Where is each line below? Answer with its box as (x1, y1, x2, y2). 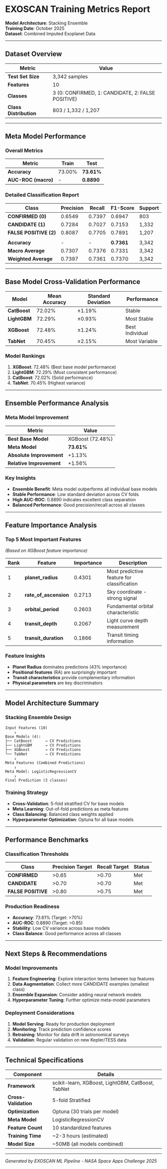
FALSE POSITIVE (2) (7, 229, 56, 236)
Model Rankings (5, 353, 45, 360)
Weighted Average (7, 255, 53, 262)
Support (139, 204, 159, 211)
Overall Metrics (5, 147, 43, 154)
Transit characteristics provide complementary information (12, 674, 135, 680)
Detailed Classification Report (5, 191, 80, 198)
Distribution (7, 110, 36, 117)
